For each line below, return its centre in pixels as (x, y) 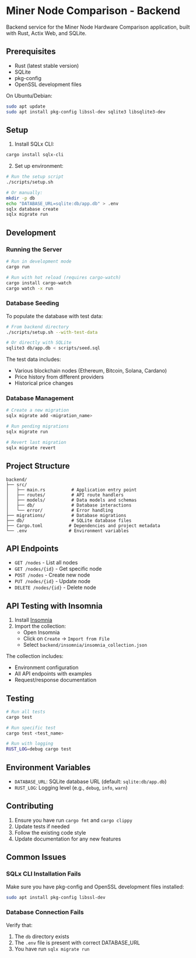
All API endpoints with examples (53, 674)
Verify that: (20, 925)
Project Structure (38, 466)
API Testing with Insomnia (55, 606)
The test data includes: (34, 359)
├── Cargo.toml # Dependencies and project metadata (83, 525)
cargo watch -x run (30, 288)
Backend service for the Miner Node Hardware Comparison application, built (98, 27)
